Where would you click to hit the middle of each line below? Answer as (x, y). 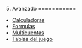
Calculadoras (28, 20)
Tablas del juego (32, 39)
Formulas (23, 26)
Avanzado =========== (44, 9)
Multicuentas (28, 33)
